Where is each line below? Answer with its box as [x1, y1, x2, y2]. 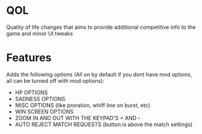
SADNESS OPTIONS [14, 95, 66, 102]
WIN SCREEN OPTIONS [14, 108, 74, 115]
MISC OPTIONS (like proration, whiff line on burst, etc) [14, 102, 151, 109]
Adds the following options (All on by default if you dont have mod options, [6, 70, 192, 78]
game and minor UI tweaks [6, 29, 74, 37]
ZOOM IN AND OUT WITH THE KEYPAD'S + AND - [14, 114, 140, 121]
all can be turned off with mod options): [6, 77, 104, 84]
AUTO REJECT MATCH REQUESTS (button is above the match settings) [14, 121, 193, 128]
